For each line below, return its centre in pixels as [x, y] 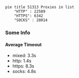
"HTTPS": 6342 [29, 16]
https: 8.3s [23, 66]
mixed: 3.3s [24, 56]
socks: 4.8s [24, 72]
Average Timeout [23, 44]
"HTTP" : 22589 [30, 11]
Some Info [18, 32]
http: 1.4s [22, 61]
